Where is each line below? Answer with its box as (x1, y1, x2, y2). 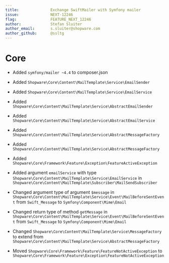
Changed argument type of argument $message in (12, 189, 115, 195)
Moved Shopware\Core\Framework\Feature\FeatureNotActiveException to (12, 248, 162, 254)
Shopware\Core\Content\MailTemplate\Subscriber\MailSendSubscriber (12, 180, 157, 185)
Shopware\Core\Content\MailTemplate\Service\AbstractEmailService (12, 118, 155, 123)
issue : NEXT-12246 (5, 12, 73, 17)
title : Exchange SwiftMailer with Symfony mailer (5, 7, 141, 13)
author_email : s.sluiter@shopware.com (5, 26, 100, 31)
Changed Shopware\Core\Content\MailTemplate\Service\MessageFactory (12, 228, 162, 234)
